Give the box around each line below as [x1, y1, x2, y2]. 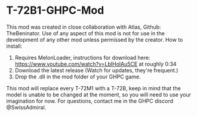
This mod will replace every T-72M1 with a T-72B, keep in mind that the [6, 84, 181, 91]
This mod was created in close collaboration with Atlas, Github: [6, 23, 161, 30]
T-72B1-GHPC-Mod [6, 4, 104, 17]
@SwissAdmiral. [6, 103, 47, 111]
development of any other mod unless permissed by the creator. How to [6, 36, 183, 43]
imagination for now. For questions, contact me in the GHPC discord [6, 97, 174, 105]
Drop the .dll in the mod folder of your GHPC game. [14, 73, 141, 80]
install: [6, 42, 23, 50]
